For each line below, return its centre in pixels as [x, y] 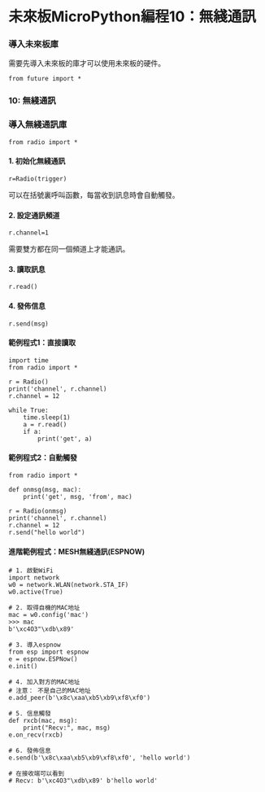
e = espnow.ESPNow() [43, 659]
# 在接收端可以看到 [37, 774]
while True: [28, 410]
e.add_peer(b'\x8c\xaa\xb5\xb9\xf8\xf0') [80, 698]
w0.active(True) [36, 592]
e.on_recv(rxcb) [36, 735]
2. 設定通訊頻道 [34, 215]
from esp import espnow [49, 652]
